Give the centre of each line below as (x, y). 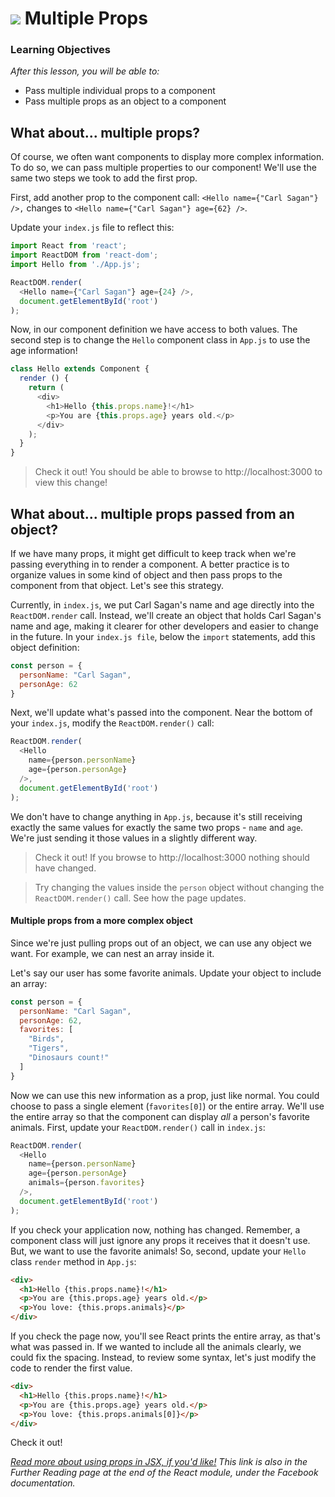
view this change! (71, 483)
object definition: (45, 647)
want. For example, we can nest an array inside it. (112, 953)
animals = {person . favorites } (86, 1183)
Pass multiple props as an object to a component (125, 101)
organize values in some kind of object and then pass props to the (146, 574)
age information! (44, 351)
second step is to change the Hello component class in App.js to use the (160, 340)
